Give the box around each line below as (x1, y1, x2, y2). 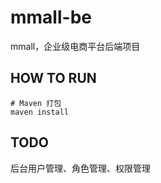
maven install (10, 107, 70, 117)
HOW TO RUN (10, 70, 97, 87)
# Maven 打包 (10, 98, 62, 108)
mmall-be (10, 6, 92, 29)
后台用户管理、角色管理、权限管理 (10, 162, 151, 174)
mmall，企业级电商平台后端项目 (10, 40, 141, 52)
